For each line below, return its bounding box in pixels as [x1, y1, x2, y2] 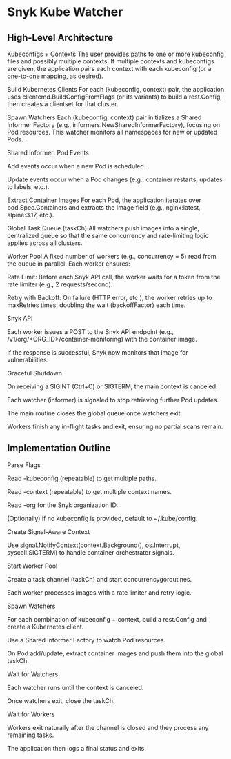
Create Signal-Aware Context [7, 527, 90, 535]
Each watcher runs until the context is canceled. [7, 683, 144, 691]
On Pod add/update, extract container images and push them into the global [7, 649, 223, 658]
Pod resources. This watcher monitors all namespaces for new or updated [7, 128, 218, 136]
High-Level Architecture [7, 32, 114, 43]
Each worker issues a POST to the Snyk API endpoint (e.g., [7, 328, 174, 335]
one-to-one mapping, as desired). [7, 72, 103, 80]
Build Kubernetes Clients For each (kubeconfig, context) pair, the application [7, 86, 225, 93]
